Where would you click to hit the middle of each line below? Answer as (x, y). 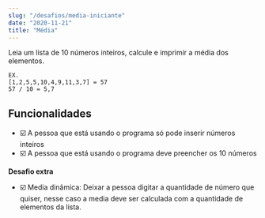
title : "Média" (33, 30)
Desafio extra (31, 171)
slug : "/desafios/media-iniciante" (67, 15)
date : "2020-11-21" (40, 23)
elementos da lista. (50, 207)
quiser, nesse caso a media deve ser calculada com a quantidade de (131, 199)
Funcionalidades (50, 113)
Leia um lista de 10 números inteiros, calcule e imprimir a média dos (119, 53)
